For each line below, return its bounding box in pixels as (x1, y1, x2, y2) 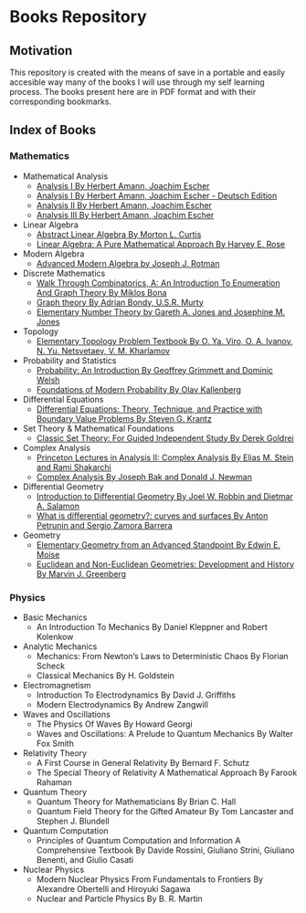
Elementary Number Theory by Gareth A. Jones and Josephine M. (36, 306, 286, 317)
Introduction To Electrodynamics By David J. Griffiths (36, 689, 236, 700)
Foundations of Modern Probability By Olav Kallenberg (36, 383, 242, 394)
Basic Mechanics (22, 612, 88, 623)
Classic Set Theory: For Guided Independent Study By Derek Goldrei (36, 432, 294, 444)
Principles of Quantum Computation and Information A (36, 834, 241, 845)
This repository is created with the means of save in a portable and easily (9, 67, 286, 78)
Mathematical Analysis (22, 171, 109, 182)
